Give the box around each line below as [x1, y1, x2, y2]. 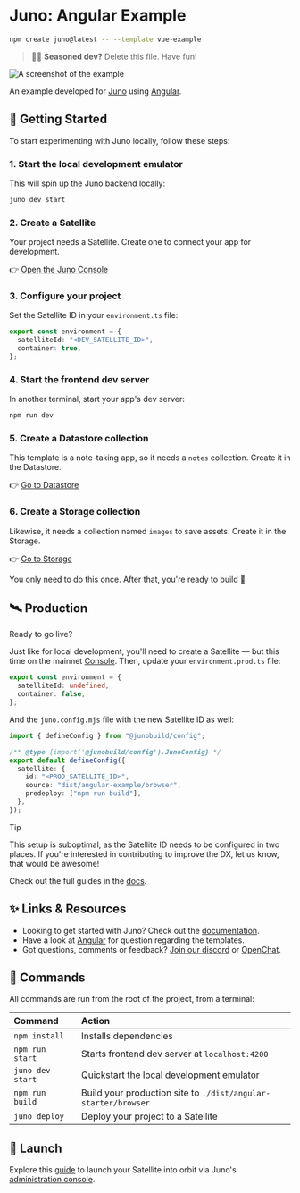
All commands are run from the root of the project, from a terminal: [9, 994, 254, 1004]
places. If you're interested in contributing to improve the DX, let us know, [9, 848, 279, 859]
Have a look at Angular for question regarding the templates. [21, 935, 246, 945]
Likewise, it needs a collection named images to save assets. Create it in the [9, 525, 287, 536]
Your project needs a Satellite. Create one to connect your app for [9, 237, 252, 248]
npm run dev [9, 411, 54, 420]
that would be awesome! [9, 858, 100, 869]
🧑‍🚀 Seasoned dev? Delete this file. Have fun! [30, 51, 198, 62]
